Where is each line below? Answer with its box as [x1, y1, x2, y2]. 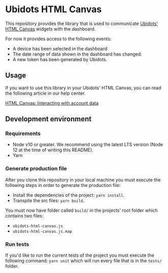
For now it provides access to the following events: [5, 36, 112, 42]
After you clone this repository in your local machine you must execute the [5, 177, 161, 183]
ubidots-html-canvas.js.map [12, 229, 72, 234]
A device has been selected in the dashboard [12, 45, 108, 51]
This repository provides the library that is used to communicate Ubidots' [5, 20, 158, 26]
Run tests [5, 240, 29, 248]
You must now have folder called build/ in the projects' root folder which [5, 207, 158, 213]
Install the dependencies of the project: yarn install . [12, 192, 125, 198]
